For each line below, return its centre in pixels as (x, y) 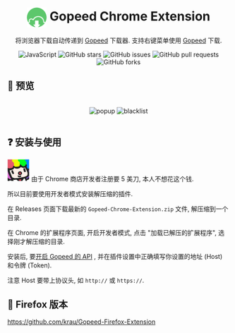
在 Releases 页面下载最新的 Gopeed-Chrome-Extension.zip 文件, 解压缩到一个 (118, 209)
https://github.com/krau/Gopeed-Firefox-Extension (82, 322)
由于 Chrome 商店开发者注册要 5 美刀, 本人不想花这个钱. (112, 178)
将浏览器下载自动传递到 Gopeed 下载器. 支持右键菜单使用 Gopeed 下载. (119, 40)
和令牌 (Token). (30, 265)
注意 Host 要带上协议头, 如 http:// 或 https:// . (76, 280)
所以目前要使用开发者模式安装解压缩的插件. (70, 193)
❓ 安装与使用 (35, 142)
